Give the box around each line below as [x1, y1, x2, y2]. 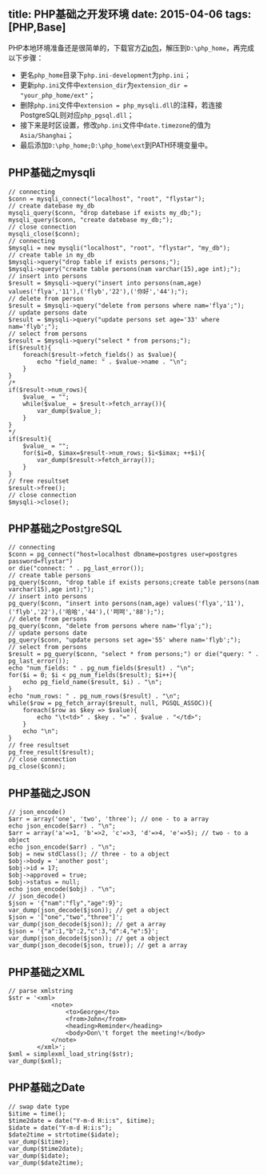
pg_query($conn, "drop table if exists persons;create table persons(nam [8, 578, 260, 587]
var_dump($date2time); [8, 1158, 84, 1167]
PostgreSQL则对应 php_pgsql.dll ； [19, 110, 134, 120]
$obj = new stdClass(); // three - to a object [8, 850, 170, 858]
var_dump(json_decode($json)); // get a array [8, 921, 166, 929]
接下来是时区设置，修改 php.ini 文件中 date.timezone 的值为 [19, 120, 211, 130]
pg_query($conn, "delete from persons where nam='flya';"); [8, 622, 213, 630]
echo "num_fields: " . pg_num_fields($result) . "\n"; [8, 664, 195, 672]
